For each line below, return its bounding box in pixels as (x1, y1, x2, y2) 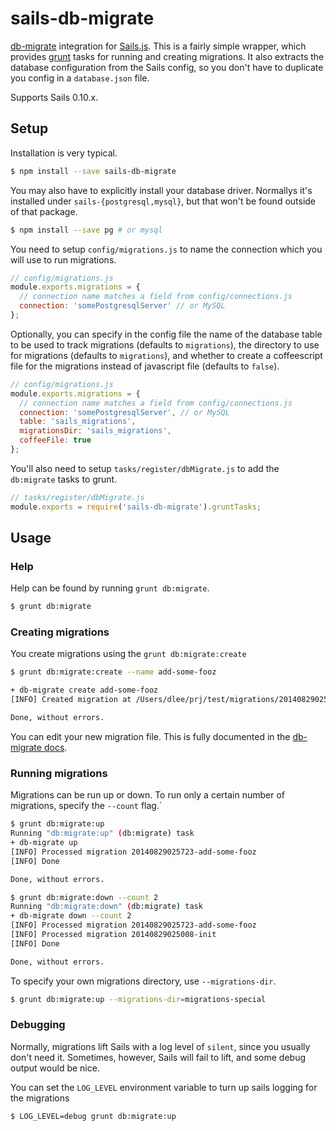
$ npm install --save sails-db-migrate (10, 166, 177, 176)
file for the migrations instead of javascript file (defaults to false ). (10, 360, 280, 372)
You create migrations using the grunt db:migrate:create (10, 648, 247, 660)
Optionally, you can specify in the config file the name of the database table (10, 328, 323, 340)
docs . (43, 741, 68, 753)
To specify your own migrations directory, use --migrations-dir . (10, 975, 277, 987)
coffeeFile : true (19, 435, 92, 446)
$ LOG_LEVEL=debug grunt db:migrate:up (10, 1111, 177, 1121)
